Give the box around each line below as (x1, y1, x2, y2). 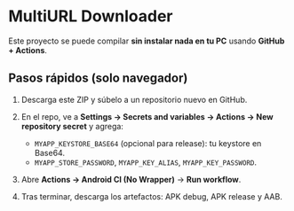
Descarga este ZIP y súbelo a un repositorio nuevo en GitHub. (20, 94, 248, 105)
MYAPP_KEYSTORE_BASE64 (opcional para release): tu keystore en (34, 137, 262, 148)
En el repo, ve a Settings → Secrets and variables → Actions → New (20, 111, 274, 121)
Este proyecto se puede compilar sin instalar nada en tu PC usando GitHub (8, 35, 285, 46)
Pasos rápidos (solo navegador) (8, 71, 188, 86)
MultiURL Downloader (8, 6, 173, 27)
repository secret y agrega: (20, 121, 123, 131)
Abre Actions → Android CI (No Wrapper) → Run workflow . (20, 174, 242, 184)
